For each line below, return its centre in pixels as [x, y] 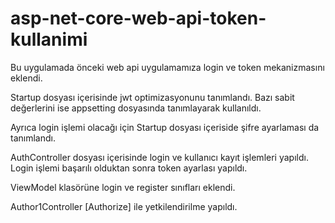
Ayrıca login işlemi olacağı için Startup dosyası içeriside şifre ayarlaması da [165, 127]
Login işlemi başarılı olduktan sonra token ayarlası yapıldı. [129, 168]
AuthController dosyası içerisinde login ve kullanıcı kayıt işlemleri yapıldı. [159, 157]
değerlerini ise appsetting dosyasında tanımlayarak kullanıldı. [136, 108]
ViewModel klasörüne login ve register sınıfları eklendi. [123, 187]
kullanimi [49, 39]
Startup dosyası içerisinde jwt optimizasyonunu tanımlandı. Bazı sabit [152, 97]
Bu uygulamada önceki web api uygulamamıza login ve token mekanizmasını [167, 67]
